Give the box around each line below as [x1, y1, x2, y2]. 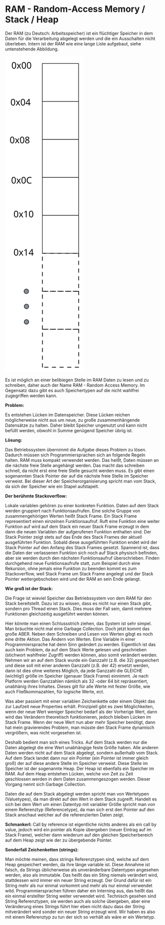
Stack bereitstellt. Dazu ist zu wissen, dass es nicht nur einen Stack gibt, [5, 600, 152, 606]
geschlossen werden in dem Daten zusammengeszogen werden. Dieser [5, 776, 151, 782]
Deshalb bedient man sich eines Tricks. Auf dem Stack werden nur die [5, 739, 147, 745]
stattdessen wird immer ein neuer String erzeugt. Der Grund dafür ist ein [5, 877, 152, 883]
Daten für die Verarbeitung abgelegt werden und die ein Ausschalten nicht [5, 36, 156, 41]
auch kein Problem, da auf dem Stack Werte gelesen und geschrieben [5, 646, 147, 652]
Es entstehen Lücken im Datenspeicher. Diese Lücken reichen [5, 411, 130, 418]
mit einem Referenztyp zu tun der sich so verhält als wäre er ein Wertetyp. [5, 914, 156, 920]
